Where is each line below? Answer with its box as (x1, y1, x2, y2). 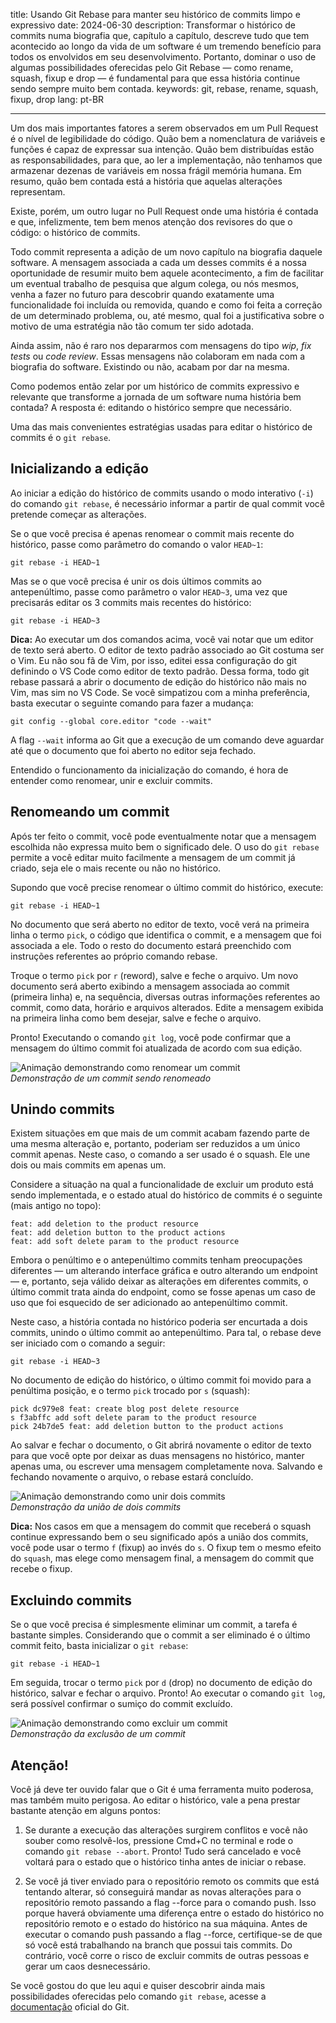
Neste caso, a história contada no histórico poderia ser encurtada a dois (10, 1316, 308, 1328)
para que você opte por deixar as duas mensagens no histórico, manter (10, 1450, 305, 1462)
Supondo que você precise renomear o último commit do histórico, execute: (10, 881, 324, 893)
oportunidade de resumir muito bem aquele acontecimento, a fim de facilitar (10, 267, 324, 279)
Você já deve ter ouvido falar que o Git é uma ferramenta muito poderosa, (10, 1784, 314, 1796)
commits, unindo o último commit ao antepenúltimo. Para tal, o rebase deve (10, 1327, 322, 1339)
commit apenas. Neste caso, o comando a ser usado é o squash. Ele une (10, 1149, 311, 1161)
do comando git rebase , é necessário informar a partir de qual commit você (10, 497, 326, 509)
